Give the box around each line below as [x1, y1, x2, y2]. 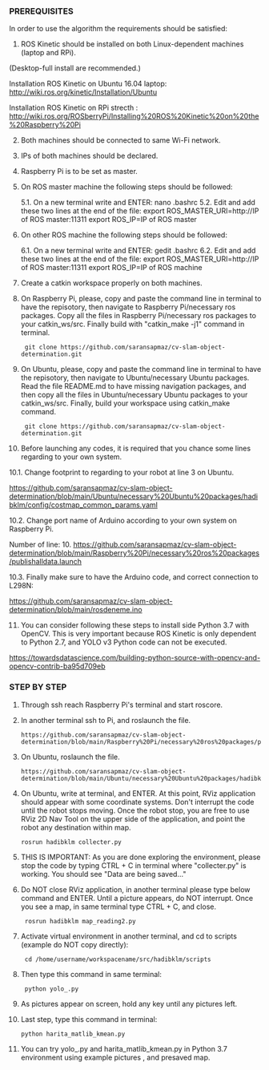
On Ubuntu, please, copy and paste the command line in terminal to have [20, 365, 262, 374]
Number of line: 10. [9, 539, 71, 550]
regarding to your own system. [20, 452, 122, 462]
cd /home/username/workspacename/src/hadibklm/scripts [24, 955, 211, 963]
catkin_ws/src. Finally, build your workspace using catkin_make [20, 398, 231, 408]
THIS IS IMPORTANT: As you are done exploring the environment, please [20, 852, 261, 862]
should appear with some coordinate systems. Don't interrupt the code [20, 797, 255, 806]
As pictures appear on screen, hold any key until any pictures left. [20, 999, 238, 1008]
